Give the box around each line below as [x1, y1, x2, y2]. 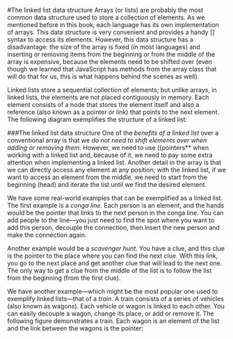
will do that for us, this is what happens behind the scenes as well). [7, 72, 200, 81]
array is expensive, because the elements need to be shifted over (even [7, 58, 212, 65]
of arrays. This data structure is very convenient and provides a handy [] [7, 28, 215, 36]
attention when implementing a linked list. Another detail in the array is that [7, 158, 222, 166]
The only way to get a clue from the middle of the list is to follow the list [7, 267, 212, 274]
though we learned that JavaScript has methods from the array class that [7, 65, 217, 73]
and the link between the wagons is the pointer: [7, 324, 144, 332]
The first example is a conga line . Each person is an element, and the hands [7, 201, 225, 209]
